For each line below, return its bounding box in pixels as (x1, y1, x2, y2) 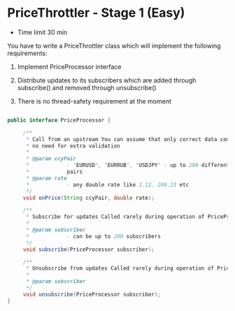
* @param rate (25, 175, 68, 182)
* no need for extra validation (25, 142, 120, 150)
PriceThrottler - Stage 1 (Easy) (7, 5, 185, 21)
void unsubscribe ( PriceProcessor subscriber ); (22, 291, 161, 298)
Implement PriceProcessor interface (17, 62, 122, 71)
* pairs (25, 168, 83, 175)
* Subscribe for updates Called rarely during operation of (25, 213, 205, 221)
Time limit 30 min (17, 28, 68, 36)
